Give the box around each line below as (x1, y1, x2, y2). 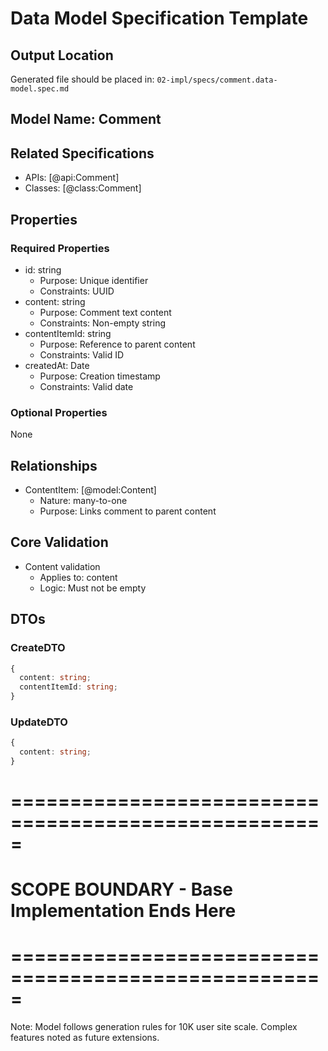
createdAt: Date (24, 359, 90, 371)
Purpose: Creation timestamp (39, 370, 161, 382)
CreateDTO (10, 641, 66, 655)
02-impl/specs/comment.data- (156, 75, 278, 85)
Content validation (24, 560, 101, 572)
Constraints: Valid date (39, 380, 134, 392)
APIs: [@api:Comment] (24, 172, 120, 184)
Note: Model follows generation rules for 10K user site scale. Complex (10, 1021, 298, 1033)
